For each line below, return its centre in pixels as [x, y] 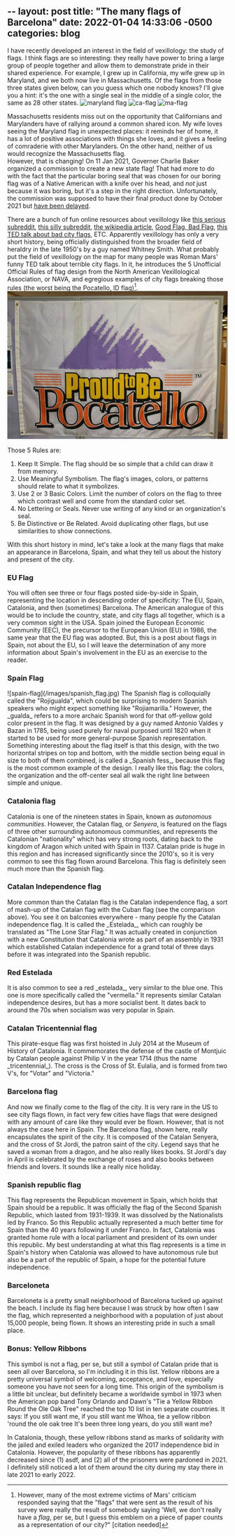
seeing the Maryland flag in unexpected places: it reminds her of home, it [113, 131]
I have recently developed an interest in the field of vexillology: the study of [116, 50]
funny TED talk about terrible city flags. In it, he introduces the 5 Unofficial [114, 264]
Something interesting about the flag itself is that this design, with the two [113, 746]
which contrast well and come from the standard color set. [102, 501]
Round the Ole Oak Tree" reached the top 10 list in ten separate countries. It [116, 1409]
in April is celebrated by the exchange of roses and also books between [111, 1159]
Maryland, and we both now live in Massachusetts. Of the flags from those [114, 80]
